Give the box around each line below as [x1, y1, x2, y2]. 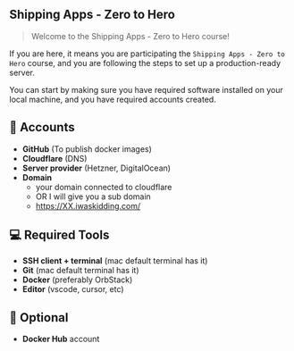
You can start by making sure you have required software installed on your [9, 84, 283, 95]
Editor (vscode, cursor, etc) [21, 284, 124, 295]
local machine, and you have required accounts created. [9, 94, 216, 104]
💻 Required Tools [9, 228, 110, 243]
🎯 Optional [9, 310, 69, 325]
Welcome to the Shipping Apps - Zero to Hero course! [30, 30, 230, 41]
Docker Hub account [21, 334, 100, 345]
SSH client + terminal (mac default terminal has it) [21, 255, 208, 266]
